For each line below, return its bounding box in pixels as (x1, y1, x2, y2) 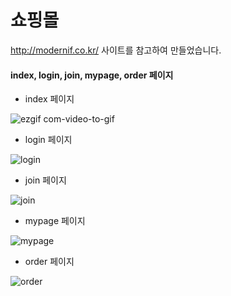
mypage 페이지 (24, 215, 86, 227)
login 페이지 (24, 134, 73, 146)
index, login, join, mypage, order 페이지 (10, 69, 174, 81)
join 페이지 (24, 174, 67, 186)
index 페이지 (24, 93, 75, 105)
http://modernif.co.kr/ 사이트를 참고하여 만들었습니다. (10, 44, 222, 56)
